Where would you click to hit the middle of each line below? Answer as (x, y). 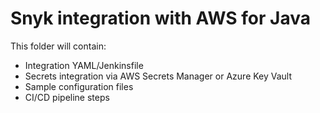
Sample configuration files (79, 86)
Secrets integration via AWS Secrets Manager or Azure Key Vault (158, 76)
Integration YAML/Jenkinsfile (84, 65)
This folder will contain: (58, 46)
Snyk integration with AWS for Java (160, 18)
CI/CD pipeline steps (67, 97)
